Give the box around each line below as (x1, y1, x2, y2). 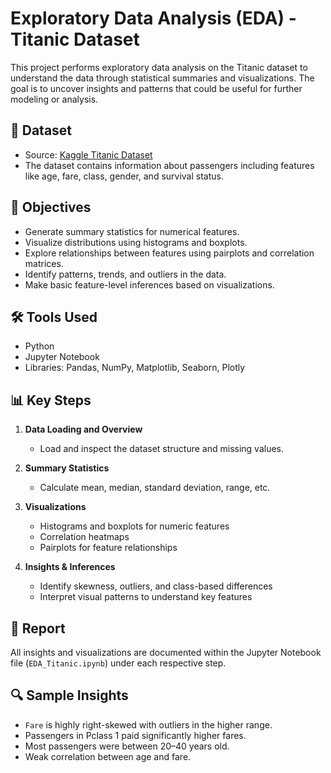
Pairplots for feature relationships (39, 542, 178, 554)
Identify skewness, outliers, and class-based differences (39, 580, 273, 592)
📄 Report (10, 620, 66, 637)
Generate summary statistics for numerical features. (24, 225, 240, 237)
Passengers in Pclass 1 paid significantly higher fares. (24, 729, 247, 741)
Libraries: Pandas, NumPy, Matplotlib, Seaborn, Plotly (24, 362, 246, 374)
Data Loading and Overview (24, 423, 143, 436)
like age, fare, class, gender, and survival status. (24, 170, 224, 182)
